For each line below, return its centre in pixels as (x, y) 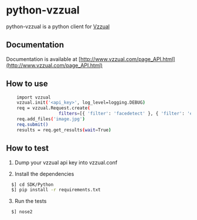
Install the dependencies (44, 174)
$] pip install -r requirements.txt (56, 190)
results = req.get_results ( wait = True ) (64, 130)
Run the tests (30, 201)
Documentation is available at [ (43, 59)
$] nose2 (22, 212)
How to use (27, 84)
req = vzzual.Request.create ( (54, 108)
